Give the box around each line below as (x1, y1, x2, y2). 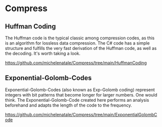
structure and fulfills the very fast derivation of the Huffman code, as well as (5, 46, 157, 51)
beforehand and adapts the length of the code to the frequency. (5, 102, 132, 108)
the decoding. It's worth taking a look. (5, 50, 81, 56)
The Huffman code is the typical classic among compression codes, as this (5, 35, 155, 41)
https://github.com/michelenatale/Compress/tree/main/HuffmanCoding (5, 60, 147, 65)
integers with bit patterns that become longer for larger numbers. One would (5, 92, 158, 97)
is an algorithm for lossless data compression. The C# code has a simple (5, 40, 150, 46)
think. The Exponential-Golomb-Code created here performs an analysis (5, 97, 149, 103)
